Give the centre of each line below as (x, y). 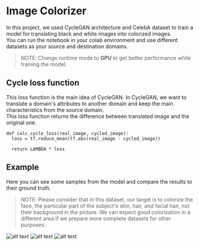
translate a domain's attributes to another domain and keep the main (90, 103)
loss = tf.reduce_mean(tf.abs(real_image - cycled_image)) (86, 139)
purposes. (33, 225)
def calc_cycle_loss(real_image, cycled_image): (67, 133)
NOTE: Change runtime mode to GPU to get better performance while (106, 58)
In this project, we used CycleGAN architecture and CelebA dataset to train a (100, 27)
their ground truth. (29, 188)
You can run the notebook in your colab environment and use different (92, 40)
